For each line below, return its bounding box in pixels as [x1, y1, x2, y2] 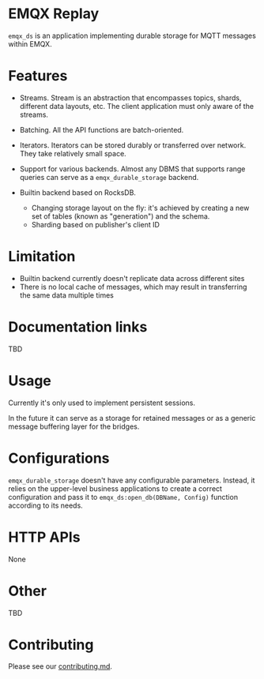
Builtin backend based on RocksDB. [19, 187, 137, 197]
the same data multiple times [19, 290, 115, 300]
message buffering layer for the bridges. [8, 422, 140, 431]
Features [8, 67, 68, 85]
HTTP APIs [8, 528, 81, 546]
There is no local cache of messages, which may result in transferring [19, 282, 247, 291]
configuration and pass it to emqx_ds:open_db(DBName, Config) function [8, 492, 239, 501]
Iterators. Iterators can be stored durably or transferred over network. [19, 140, 247, 150]
